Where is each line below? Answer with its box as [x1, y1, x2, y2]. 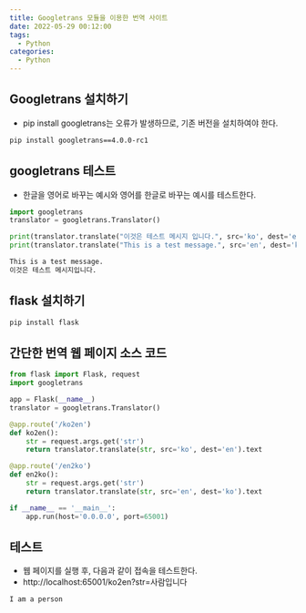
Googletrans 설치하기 [9, 92, 129, 107]
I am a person [9, 595, 64, 604]
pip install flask [9, 318, 79, 327]
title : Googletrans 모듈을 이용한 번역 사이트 [9, 13, 168, 23]
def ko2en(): [9, 428, 59, 437]
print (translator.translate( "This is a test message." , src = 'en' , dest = [9, 240, 291, 250]
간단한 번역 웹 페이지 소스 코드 [9, 345, 168, 361]
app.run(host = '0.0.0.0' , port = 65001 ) [25, 512, 169, 521]
